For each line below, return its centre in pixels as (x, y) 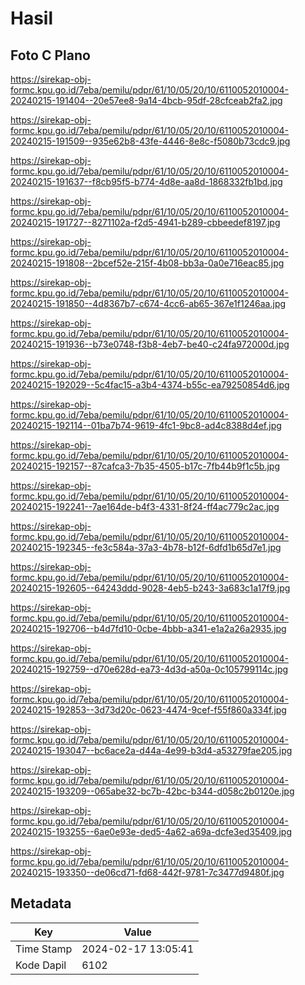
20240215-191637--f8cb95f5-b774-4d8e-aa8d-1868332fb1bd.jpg (146, 181)
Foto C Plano (50, 55)
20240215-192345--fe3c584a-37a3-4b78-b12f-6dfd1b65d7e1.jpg (146, 547)
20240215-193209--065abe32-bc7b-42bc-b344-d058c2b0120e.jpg (152, 791)
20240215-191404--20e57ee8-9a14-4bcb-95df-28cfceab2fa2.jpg (146, 100)
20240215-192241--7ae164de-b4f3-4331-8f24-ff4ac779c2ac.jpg (145, 506)
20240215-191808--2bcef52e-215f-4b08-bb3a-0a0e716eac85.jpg (147, 263)
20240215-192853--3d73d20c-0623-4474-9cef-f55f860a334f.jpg (148, 710)
